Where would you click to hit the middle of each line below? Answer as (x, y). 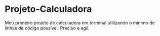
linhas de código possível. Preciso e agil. (47, 28)
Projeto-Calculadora (48, 9)
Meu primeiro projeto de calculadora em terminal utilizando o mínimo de (80, 23)
